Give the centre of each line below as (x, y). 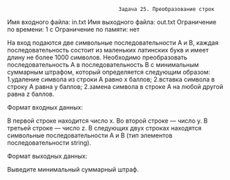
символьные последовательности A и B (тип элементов (90, 135)
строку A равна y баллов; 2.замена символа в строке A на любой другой (115, 87)
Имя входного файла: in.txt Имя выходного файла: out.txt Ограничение (112, 22)
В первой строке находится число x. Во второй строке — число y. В (108, 121)
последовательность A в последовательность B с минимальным (103, 64)
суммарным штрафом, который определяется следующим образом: (109, 72)
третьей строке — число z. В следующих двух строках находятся (104, 128)
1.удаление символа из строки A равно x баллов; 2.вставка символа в (111, 79)
